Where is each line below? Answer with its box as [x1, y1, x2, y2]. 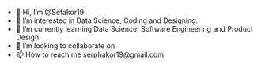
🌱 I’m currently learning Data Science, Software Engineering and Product [15, 24, 253, 33]
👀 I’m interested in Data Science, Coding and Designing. [15, 16, 199, 25]
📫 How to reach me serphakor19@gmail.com [15, 50, 165, 59]
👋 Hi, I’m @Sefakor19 [15, 8, 85, 17]
